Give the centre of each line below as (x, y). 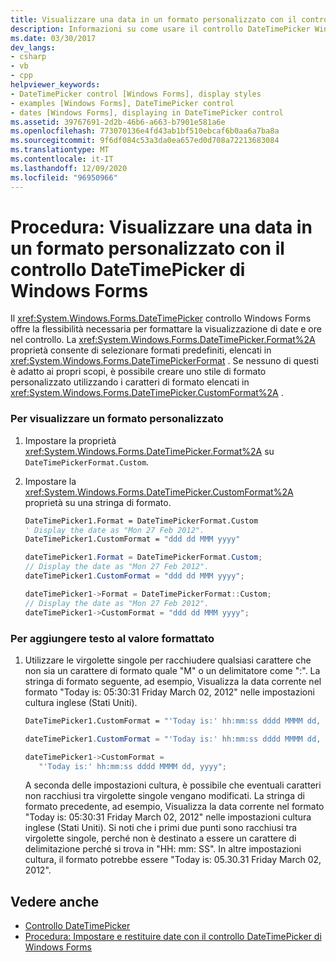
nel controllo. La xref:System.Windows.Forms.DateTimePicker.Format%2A (163, 340)
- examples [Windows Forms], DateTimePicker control (122, 103)
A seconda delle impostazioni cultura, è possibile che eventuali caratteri (173, 785)
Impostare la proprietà (70, 440)
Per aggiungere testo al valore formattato (112, 638)
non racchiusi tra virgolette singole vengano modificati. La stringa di (164, 796)
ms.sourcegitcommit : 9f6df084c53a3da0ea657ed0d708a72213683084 (145, 141)
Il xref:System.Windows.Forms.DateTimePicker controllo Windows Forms (161, 318)
